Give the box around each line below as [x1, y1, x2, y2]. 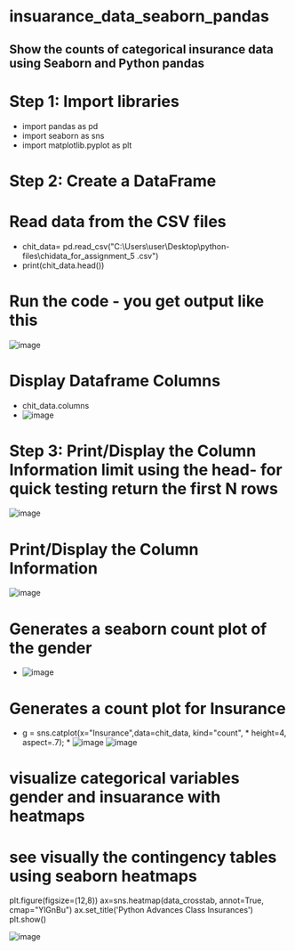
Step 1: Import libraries [9, 91, 179, 111]
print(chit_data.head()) [21, 260, 105, 271]
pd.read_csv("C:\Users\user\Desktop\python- [62, 240, 230, 251]
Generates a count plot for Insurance [9, 698, 286, 719]
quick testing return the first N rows [9, 478, 278, 499]
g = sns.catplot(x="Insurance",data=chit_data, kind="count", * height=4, [21, 727, 287, 738]
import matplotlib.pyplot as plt [21, 140, 132, 150]
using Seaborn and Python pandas [9, 55, 205, 70]
